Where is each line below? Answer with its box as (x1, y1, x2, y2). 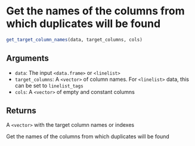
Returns (6, 106, 37, 116)
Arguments (6, 53, 49, 63)
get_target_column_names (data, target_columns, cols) (6, 36, 143, 42)
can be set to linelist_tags (14, 82, 83, 89)
